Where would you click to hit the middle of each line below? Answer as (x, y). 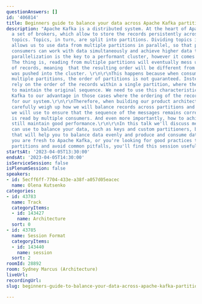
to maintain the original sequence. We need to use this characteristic (105, 90)
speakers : (19, 174)
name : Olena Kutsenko (39, 185)
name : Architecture (41, 219)
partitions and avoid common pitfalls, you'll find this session (95, 146)
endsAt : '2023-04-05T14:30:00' (45, 157)
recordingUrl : (24, 281)
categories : (21, 191)
